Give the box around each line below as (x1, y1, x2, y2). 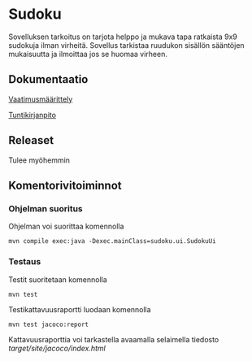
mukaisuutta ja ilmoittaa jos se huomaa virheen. (8, 49, 168, 59)
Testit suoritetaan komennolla (8, 274, 107, 285)
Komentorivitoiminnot (8, 178, 122, 192)
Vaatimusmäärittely (8, 94, 73, 104)
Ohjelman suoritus (8, 202, 83, 214)
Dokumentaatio (8, 72, 89, 86)
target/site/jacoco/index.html (8, 343, 106, 353)
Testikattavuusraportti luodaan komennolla (8, 304, 152, 314)
